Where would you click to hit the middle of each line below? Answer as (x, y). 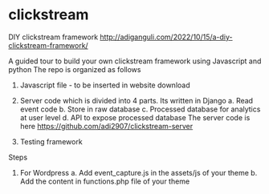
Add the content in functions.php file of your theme (105, 181)
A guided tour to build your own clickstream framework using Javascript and (135, 61)
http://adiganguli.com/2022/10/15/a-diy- (166, 37)
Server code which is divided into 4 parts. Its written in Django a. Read (137, 100)
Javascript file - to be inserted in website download (105, 85)
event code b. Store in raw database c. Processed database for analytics (140, 109)
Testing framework (51, 141)
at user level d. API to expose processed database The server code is (135, 117)
